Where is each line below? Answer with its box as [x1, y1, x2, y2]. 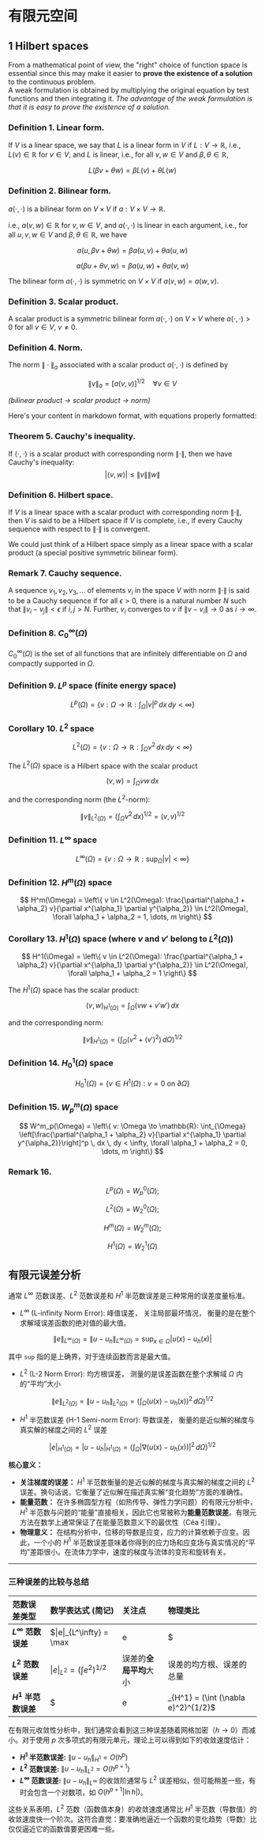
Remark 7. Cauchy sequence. [8, 567, 122, 579]
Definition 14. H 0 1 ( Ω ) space [8, 1056, 114, 1070]
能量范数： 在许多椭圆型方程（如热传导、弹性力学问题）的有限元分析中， [19, 1497, 257, 1507]
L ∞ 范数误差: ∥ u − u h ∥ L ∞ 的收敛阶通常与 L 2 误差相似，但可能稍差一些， [19, 1775, 249, 1787]
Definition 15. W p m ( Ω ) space [8, 1100, 119, 1114]
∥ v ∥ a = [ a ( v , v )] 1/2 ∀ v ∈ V [88, 377, 177, 390]
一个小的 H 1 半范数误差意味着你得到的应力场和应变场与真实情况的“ [33, 1536, 248, 1547]
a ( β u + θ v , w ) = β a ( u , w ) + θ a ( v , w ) [76, 260, 189, 270]
